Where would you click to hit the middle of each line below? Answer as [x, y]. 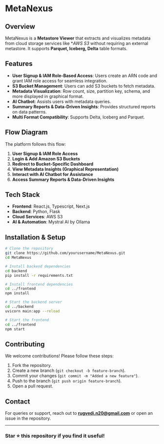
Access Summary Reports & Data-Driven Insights [63, 179]
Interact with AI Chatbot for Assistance [52, 174]
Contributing [25, 344]
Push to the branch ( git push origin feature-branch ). [67, 381]
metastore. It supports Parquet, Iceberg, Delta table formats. [66, 48]
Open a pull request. [33, 386]
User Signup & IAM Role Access [45, 154]
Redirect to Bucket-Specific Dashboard [53, 164]
